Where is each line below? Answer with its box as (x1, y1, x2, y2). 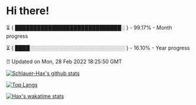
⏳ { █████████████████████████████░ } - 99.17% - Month (6, 24, 172, 31)
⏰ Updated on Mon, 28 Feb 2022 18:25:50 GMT (6, 58, 122, 65)
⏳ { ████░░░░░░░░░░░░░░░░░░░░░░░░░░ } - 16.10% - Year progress (6, 44, 190, 51)
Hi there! (6, 4, 50, 18)
